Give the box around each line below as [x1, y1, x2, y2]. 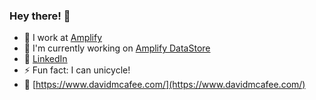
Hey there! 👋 [9, 9, 71, 23]
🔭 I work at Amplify [23, 32, 103, 44]
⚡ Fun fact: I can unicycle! [23, 64, 131, 76]
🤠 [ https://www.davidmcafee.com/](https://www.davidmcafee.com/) [23, 79, 306, 91]
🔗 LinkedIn [23, 53, 68, 65]
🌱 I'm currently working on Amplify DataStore [23, 42, 211, 54]
